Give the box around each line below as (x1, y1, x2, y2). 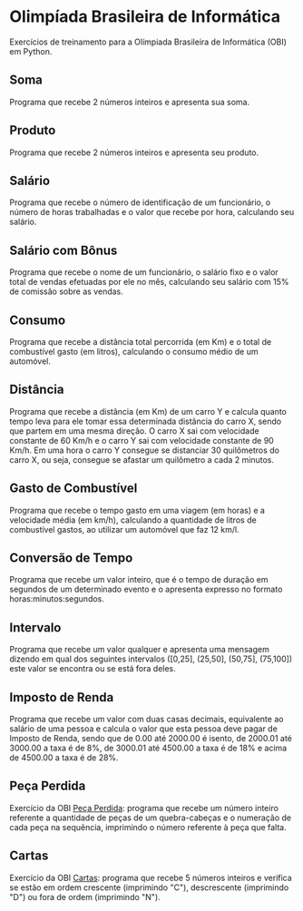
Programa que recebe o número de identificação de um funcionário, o (9, 197, 271, 208)
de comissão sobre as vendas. (9, 286, 124, 297)
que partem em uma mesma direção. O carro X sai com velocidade (9, 425, 260, 436)
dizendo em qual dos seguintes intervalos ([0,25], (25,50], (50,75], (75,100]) (9, 653, 293, 664)
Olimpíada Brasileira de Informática (9, 6, 281, 27)
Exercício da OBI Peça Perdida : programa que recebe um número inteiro (9, 802, 279, 813)
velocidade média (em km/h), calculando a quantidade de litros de (9, 514, 257, 525)
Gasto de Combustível (9, 481, 138, 496)
